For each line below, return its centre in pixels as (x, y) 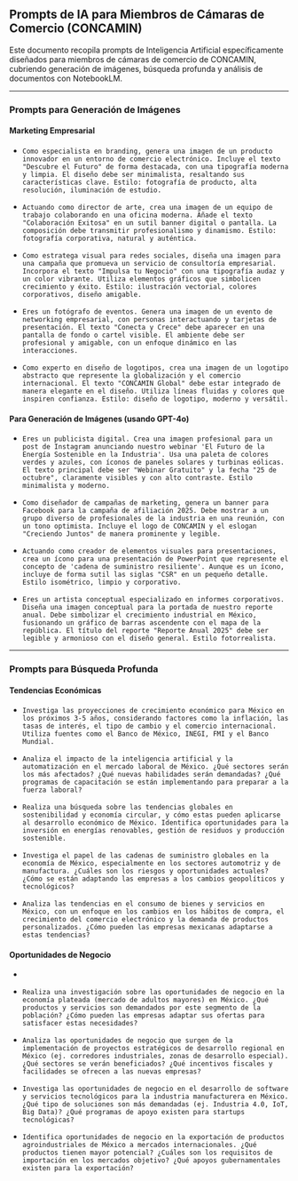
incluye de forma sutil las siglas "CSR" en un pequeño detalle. (145, 575)
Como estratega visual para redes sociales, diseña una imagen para (151, 255)
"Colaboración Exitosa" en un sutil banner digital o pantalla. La (149, 223)
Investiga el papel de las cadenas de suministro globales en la (145, 856)
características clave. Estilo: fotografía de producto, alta (139, 182)
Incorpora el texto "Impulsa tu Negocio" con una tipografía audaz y (153, 271)
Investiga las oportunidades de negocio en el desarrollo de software (155, 1089)
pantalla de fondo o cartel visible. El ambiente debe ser (133, 335)
